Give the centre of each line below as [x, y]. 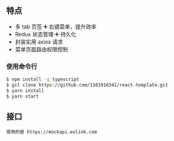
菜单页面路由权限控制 [41, 49]
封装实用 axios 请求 [39, 42]
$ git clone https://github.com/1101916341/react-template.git [87, 85]
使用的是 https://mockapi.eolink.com [52, 132]
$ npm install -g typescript [43, 80]
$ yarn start [23, 96]
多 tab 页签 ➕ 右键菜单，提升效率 [56, 27]
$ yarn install [25, 90]
